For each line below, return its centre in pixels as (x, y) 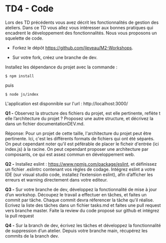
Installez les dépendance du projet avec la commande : (61, 67)
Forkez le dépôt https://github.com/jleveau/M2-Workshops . (73, 48)
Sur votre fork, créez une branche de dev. (55, 57)
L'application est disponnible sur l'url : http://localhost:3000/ (67, 103)
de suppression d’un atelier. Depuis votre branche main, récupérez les (76, 231)
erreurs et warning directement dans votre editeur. (56, 180)
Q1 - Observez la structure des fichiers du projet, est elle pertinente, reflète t (83, 113)
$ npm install (20, 76)
